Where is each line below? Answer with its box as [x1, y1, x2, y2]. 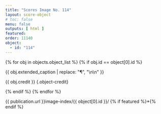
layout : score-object [5, 12, 51, 17]
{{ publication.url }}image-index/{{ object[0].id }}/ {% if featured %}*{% [5, 98, 156, 104]
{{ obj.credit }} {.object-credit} [5, 79, 69, 85]
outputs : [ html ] [5, 26, 44, 31]
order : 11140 [5, 36, 33, 41]
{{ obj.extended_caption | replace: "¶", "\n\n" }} [5, 69, 104, 75]
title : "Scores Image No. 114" [5, 7, 72, 13]
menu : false [5, 21, 30, 27]
